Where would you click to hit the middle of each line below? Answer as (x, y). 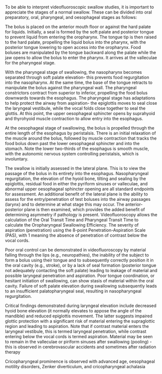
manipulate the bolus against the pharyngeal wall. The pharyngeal (71, 88)
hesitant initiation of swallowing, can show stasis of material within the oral (79, 281)
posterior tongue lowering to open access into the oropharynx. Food (73, 47)
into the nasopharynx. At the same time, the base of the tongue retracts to (79, 82)
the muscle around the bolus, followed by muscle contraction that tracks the (81, 138)
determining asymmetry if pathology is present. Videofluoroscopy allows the (81, 215)
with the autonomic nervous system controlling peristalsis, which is (72, 154)
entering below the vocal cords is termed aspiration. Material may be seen (79, 336)
